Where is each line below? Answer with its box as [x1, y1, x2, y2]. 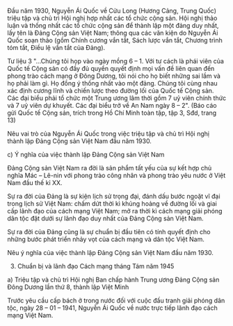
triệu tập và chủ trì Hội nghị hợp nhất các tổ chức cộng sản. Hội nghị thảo [7, 14, 218, 22]
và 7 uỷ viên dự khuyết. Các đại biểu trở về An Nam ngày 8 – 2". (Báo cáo [7, 101, 217, 109]
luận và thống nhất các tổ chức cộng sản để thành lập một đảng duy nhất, [7, 22, 219, 29]
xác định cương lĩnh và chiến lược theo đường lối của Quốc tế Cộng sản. [7, 87, 214, 95]
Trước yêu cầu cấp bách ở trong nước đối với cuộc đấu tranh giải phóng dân [7, 296, 225, 304]
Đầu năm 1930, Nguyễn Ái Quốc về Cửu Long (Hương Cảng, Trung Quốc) [7, 7, 217, 15]
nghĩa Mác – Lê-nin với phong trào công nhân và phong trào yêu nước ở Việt [7, 171, 226, 179]
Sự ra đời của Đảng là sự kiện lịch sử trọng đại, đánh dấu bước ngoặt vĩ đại [7, 192, 220, 200]
